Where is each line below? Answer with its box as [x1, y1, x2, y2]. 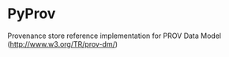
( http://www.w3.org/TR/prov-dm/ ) [7, 39, 118, 48]
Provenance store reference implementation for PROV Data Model [7, 31, 222, 40]
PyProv [7, 5, 56, 23]
